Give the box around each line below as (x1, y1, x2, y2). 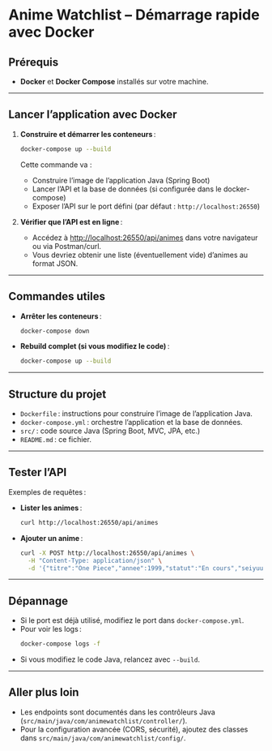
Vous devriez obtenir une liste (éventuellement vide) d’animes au (32, 250, 249, 260)
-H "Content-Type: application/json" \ (28, 556, 163, 564)
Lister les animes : (19, 503, 83, 513)
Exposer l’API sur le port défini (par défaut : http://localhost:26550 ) (32, 201, 261, 211)
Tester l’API (8, 466, 67, 479)
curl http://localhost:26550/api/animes (19, 518, 159, 526)
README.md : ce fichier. (19, 435, 91, 444)
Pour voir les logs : (19, 624, 83, 634)
